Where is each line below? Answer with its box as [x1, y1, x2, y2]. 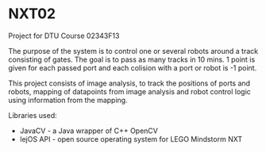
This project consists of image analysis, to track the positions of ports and [8, 78, 251, 88]
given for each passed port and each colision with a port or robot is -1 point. [8, 63, 257, 72]
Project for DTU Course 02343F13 [8, 31, 120, 40]
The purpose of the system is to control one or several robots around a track [8, 46, 259, 55]
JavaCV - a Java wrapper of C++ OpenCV [19, 126, 159, 135]
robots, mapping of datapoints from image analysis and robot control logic [8, 86, 252, 96]
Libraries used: [8, 110, 57, 120]
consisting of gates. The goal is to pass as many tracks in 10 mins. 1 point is [8, 55, 256, 64]
